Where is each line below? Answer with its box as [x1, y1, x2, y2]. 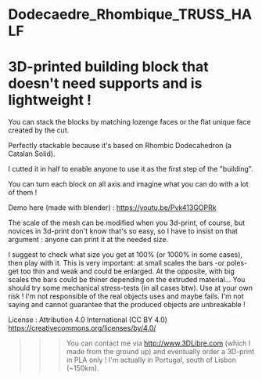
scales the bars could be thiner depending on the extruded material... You [8, 275, 246, 284]
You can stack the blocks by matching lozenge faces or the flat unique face [8, 118, 252, 127]
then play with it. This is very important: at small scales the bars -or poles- [8, 259, 248, 268]
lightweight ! [8, 92, 92, 109]
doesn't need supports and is [8, 74, 203, 92]
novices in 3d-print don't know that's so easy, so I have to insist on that [8, 226, 239, 236]
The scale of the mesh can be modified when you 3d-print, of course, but [8, 218, 246, 228]
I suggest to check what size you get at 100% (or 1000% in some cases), [8, 250, 243, 259]
